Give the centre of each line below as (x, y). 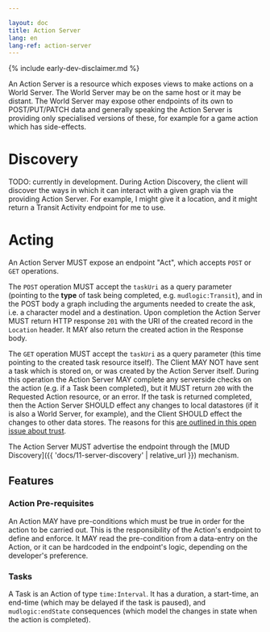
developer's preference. (48, 555)
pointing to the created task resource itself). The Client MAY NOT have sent (134, 362)
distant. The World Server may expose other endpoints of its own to (121, 101)
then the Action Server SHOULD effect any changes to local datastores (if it (134, 405)
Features (31, 481)
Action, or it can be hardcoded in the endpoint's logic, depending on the (128, 546)
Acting (31, 240)
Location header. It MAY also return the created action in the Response (126, 330)
